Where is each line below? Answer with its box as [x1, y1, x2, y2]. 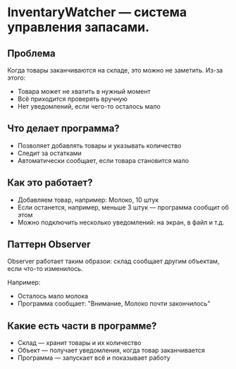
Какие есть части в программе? [7, 320, 157, 332]
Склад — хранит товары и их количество [17, 339, 142, 347]
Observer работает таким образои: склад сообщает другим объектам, [7, 257, 220, 265]
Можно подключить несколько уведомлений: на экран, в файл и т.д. [17, 218, 225, 226]
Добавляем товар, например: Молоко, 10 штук [17, 195, 159, 204]
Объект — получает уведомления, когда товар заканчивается [17, 346, 206, 355]
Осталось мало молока [17, 292, 89, 301]
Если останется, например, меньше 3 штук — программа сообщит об [17, 202, 229, 212]
